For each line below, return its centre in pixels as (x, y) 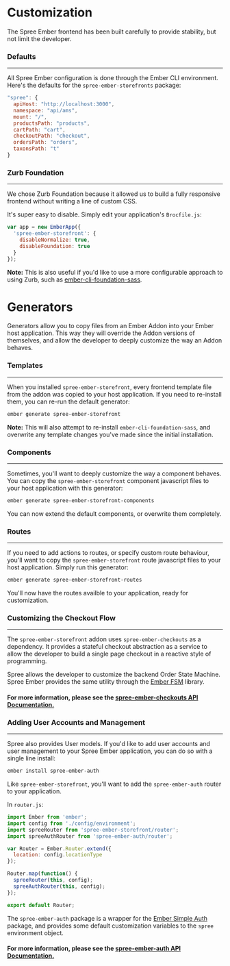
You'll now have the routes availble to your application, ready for (98, 593)
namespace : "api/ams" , (46, 110)
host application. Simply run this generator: (68, 567)
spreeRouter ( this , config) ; (53, 880)
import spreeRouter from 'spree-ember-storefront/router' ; (93, 830)
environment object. (35, 932)
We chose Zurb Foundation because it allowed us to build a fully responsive (114, 194)
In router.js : (25, 805)
